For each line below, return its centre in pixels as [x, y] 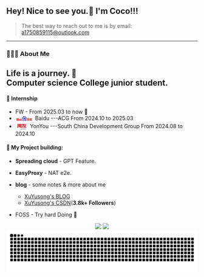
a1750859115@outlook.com [55, 32]
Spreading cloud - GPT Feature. [56, 161]
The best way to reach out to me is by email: [76, 26]
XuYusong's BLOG [47, 196]
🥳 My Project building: [35, 148]
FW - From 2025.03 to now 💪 [51, 112]
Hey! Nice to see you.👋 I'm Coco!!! [72, 11]
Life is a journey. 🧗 [42, 74]
